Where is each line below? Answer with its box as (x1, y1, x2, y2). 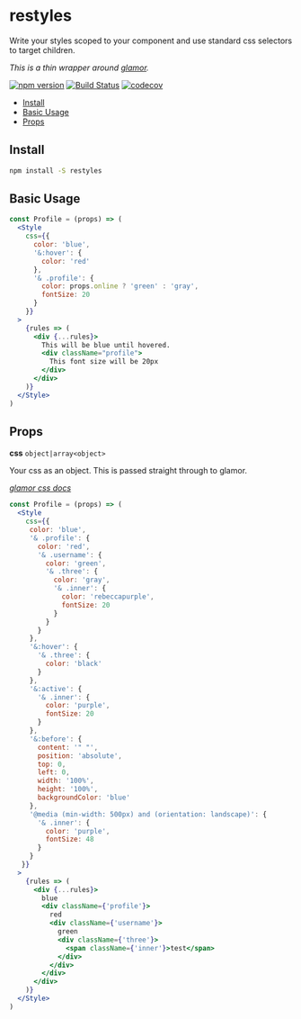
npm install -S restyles (9, 166, 102, 176)
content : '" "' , (37, 743, 99, 752)
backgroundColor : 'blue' (37, 793, 130, 802)
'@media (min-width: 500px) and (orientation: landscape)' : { (29, 809, 268, 819)
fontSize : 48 (45, 834, 94, 844)
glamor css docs (9, 482, 72, 493)
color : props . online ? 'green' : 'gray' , (41, 282, 199, 291)
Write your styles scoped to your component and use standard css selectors (9, 35, 293, 46)
